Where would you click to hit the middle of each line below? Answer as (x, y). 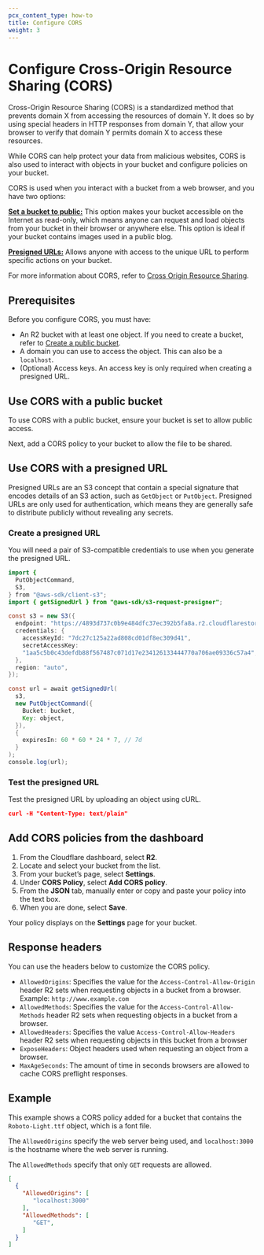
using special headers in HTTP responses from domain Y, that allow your (126, 124)
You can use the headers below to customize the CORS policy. (109, 966)
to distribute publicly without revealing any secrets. (91, 512)
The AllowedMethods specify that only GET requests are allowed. (110, 1165)
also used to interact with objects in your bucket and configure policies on (128, 164)
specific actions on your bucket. (60, 260)
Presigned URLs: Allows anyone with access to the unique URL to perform (129, 252)
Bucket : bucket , (49, 711)
